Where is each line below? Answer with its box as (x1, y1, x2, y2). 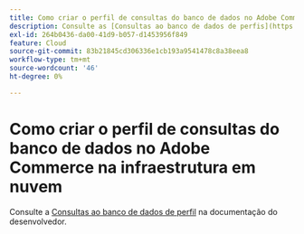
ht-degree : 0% (9, 72, 63, 81)
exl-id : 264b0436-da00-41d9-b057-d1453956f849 (9, 30, 188, 39)
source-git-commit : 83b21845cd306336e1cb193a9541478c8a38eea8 (9, 47, 249, 56)
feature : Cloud (9, 38, 67, 48)
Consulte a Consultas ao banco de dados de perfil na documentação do (9, 206, 278, 217)
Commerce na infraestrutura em (9, 157, 256, 177)
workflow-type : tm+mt (9, 55, 91, 64)
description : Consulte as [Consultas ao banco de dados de (9, 22, 237, 31)
